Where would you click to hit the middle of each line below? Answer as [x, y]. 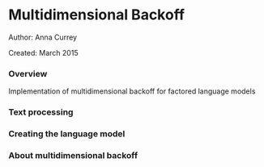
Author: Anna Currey [43, 37]
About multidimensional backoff [73, 155]
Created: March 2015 [43, 52]
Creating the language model [67, 134]
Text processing [41, 112]
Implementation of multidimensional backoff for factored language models [132, 91]
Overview [28, 73]
